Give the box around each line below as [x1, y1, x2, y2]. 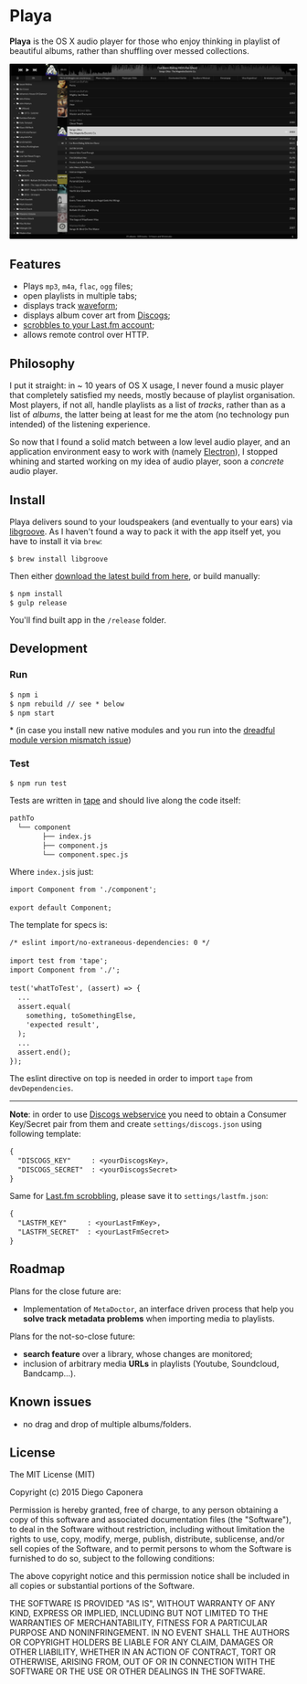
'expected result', [26, 1020, 101, 1029]
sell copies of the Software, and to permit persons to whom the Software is [9, 1543, 292, 1554]
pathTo [9, 814, 35, 823]
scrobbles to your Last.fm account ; [22, 320, 155, 331]
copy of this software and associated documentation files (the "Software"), [9, 1514, 292, 1525]
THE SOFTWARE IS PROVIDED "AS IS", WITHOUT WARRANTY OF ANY [9, 1598, 276, 1609]
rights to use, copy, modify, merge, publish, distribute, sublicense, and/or [9, 1533, 285, 1544]
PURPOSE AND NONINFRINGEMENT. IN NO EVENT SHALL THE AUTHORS [9, 1627, 291, 1638]
